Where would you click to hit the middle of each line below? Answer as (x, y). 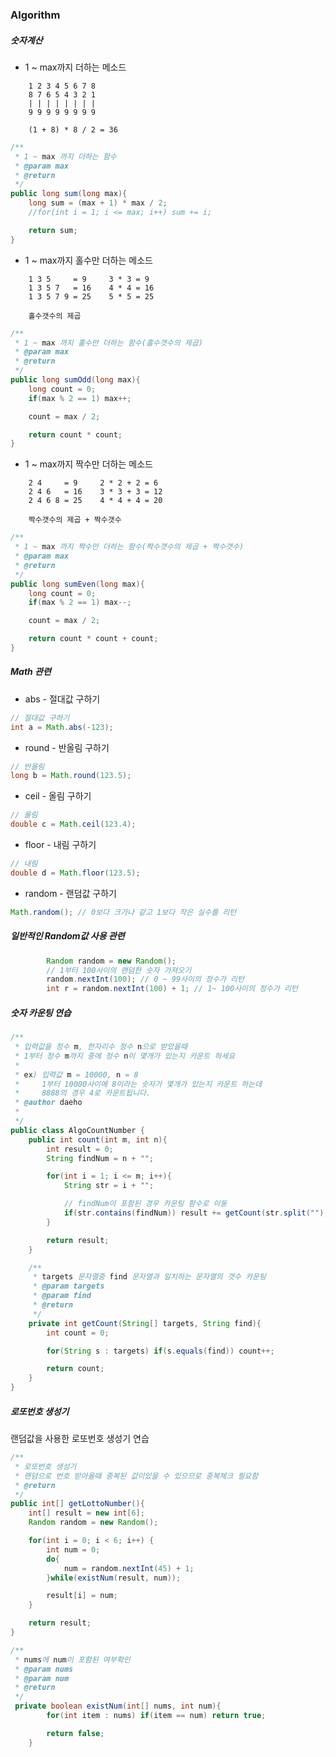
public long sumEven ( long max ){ (77, 584)
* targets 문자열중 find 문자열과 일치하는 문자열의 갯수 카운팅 (149, 1277)
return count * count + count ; (93, 639)
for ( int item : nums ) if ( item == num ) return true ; (156, 1716)
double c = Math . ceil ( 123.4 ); (73, 824)
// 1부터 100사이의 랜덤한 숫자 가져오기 (119, 970)
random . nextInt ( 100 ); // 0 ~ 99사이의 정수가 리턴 (145, 979)
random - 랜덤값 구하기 (70, 893)
